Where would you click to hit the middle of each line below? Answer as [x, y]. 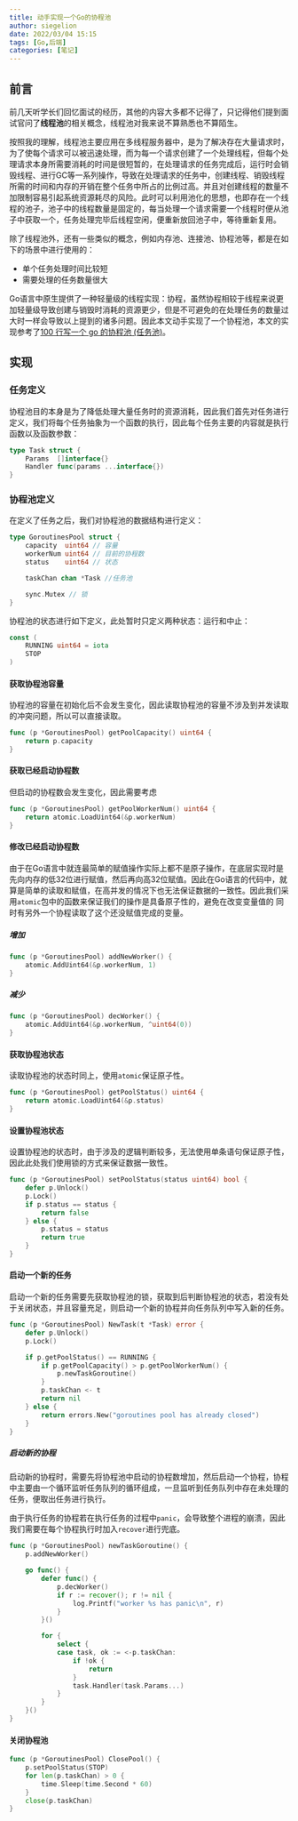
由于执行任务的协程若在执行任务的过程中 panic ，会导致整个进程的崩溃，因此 [147, 1518]
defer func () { [69, 1579]
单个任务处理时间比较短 [65, 269]
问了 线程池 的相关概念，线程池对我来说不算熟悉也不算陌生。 [133, 123]
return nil [61, 1399]
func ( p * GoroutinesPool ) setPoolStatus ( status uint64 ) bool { [129, 1180]
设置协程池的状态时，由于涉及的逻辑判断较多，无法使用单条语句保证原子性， [149, 1151]
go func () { [47, 1570]
